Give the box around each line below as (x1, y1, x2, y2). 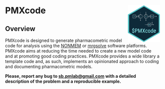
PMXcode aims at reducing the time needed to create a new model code (5, 48, 152, 54)
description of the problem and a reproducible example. (5, 79, 121, 84)
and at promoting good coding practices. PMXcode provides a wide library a (5, 53, 160, 59)
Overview (5, 25, 36, 33)
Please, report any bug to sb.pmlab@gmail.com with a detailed (5, 73, 137, 79)
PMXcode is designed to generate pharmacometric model (5, 37, 122, 43)
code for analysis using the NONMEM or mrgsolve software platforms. (5, 43, 147, 49)
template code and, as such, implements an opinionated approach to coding (5, 59, 159, 64)
